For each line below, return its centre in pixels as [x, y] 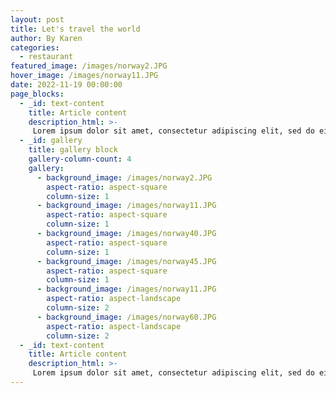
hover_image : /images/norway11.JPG [84, 76]
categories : [35, 47]
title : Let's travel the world [75, 29]
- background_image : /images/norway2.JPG [124, 177]
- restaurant [46, 57]
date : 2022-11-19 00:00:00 [66, 85]
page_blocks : [37, 94]
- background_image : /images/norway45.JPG [126, 261]
